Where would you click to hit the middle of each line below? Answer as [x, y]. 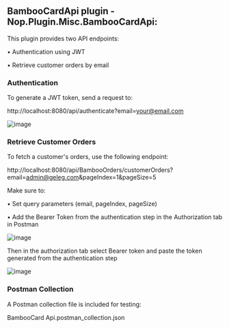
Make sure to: [26, 190]
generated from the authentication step [62, 258]
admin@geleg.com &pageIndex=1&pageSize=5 [91, 177]
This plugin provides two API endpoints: [63, 38]
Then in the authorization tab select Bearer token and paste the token [105, 251]
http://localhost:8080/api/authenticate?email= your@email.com [95, 111]
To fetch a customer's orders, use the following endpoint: [88, 157]
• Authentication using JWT [46, 51]
